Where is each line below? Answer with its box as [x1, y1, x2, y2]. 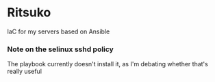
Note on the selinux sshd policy [7, 44, 114, 54]
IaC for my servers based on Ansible [7, 27, 110, 36]
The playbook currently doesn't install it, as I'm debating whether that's [7, 60, 209, 68]
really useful [7, 67, 42, 76]
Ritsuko [7, 5, 51, 20]
